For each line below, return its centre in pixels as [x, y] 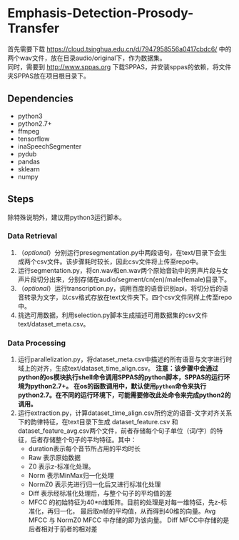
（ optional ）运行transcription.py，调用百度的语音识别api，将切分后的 [120, 288]
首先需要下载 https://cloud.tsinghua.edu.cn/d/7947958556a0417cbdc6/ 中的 [119, 49]
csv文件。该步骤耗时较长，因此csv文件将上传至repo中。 [119, 261]
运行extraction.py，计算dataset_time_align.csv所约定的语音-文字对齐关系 [125, 413]
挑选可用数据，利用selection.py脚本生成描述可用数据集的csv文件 [113, 315]
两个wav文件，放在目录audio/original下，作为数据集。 [87, 58]
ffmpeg [29, 131]
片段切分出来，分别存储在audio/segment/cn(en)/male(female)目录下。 [127, 279]
